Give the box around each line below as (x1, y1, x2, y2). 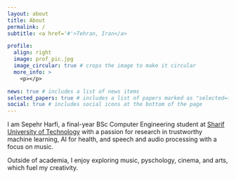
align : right (13, 49, 52, 56)
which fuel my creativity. (7, 164, 79, 172)
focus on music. (7, 142, 54, 151)
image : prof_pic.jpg (13, 55, 74, 63)
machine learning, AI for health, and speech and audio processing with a (7, 135, 218, 144)
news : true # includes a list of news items (7, 88, 140, 95)
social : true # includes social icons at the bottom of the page (7, 101, 202, 108)
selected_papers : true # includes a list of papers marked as (7, 94, 193, 102)
